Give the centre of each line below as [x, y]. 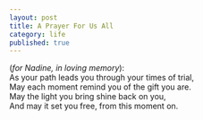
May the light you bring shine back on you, [88, 97]
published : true [39, 43]
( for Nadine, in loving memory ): [67, 68]
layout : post [34, 17]
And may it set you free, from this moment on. [94, 106]
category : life [38, 34]
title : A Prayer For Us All [62, 26]
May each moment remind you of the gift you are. [101, 87]
